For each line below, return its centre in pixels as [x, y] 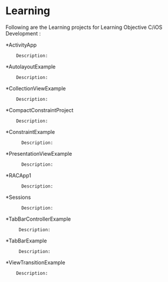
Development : [23, 33]
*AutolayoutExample [31, 67]
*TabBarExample [26, 241]
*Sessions [18, 197]
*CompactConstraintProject [39, 110]
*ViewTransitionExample [35, 262]
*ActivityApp [21, 45]
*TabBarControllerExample [38, 219]
